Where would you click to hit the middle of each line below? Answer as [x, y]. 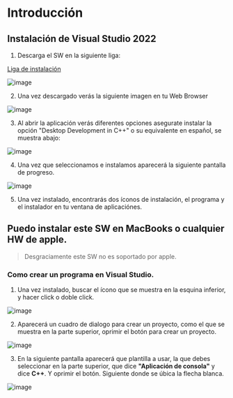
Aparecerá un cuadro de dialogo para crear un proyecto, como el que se [121, 324]
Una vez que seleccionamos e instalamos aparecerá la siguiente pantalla [121, 165]
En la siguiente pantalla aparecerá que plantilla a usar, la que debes [114, 359]
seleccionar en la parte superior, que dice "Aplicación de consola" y [116, 366]
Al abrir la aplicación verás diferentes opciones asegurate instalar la [114, 123]
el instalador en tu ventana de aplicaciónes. [80, 207]
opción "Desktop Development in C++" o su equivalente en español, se [119, 130]
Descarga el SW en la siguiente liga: [69, 55]
